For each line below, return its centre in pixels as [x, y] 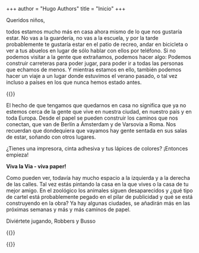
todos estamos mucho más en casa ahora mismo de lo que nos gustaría [94, 32]
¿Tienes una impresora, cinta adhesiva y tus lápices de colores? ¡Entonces [97, 149]
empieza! [17, 155]
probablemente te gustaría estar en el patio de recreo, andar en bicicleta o [97, 44]
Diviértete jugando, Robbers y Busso [51, 221]
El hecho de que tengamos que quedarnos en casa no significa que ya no [96, 105]
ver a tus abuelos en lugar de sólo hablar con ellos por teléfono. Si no [91, 51]
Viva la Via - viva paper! [36, 166]
